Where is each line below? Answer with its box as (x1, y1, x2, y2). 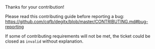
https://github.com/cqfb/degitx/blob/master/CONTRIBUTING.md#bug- (5, 19, 149, 24)
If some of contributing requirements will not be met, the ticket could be (5, 33, 151, 39)
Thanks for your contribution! (5, 4, 64, 10)
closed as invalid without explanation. (5, 38, 84, 44)
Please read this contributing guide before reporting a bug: (5, 14, 124, 19)
